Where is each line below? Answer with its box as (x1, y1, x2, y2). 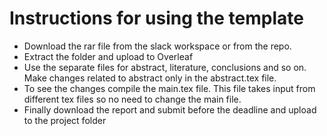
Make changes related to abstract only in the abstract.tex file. (23, 72, 277, 84)
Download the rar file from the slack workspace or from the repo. (23, 40, 292, 52)
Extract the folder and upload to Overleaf (23, 50, 194, 62)
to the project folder (23, 114, 107, 126)
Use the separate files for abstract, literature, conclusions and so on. (23, 61, 307, 73)
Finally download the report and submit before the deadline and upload (23, 103, 317, 116)
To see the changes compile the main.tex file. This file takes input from (23, 82, 316, 94)
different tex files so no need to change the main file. (23, 93, 242, 105)
